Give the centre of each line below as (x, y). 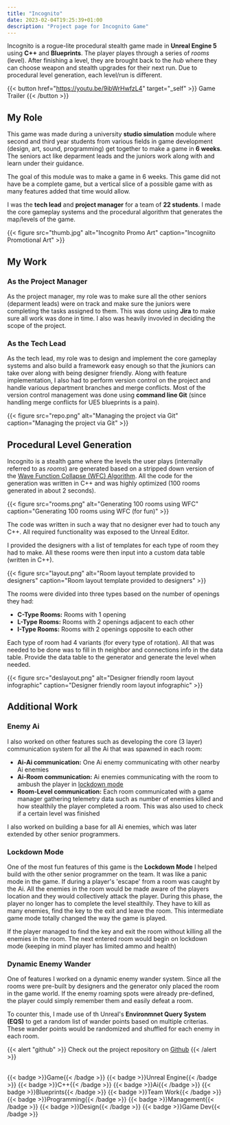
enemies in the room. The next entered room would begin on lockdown (107, 938)
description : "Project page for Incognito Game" (78, 26)
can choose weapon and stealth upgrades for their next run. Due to (102, 68)
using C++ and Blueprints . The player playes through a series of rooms (108, 53)
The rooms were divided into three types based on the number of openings (113, 594)
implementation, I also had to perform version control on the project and (109, 380)
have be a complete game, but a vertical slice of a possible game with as (110, 184)
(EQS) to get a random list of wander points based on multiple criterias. (108, 1022)
